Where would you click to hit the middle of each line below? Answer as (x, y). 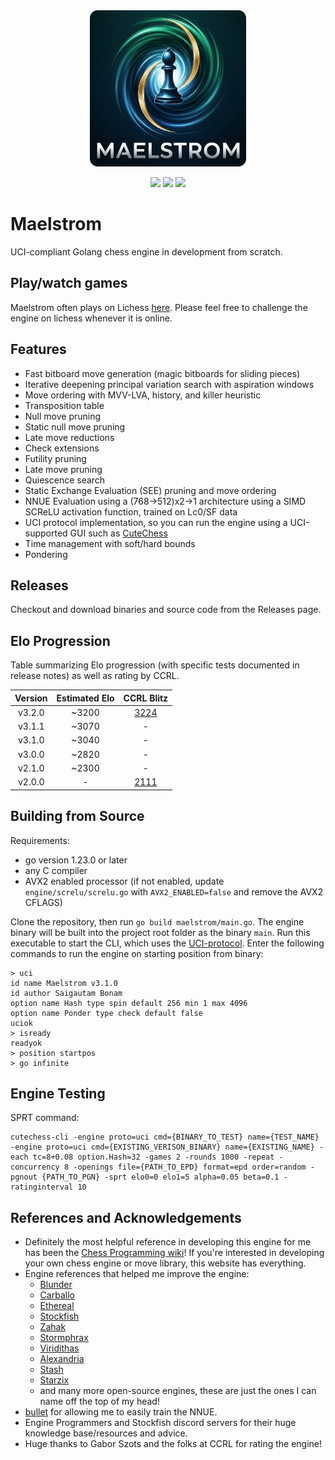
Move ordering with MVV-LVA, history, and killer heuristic (143, 395)
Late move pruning (63, 469)
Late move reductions (69, 437)
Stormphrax (64, 1338)
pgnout (24, 1177)
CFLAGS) (43, 902)
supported (46, 533)
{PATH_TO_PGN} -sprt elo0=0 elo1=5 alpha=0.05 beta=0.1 (160, 1177)
